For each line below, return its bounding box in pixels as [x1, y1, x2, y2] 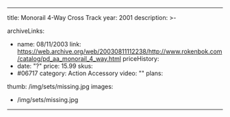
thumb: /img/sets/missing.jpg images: [7, 83, 114, 90]
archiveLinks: [7, 27, 45, 35]
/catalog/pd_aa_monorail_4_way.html [16, 55, 122, 62]
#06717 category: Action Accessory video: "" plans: [16, 69, 163, 77]
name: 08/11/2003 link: [16, 40, 81, 48]
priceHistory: [122, 55, 159, 62]
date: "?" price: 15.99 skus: [16, 62, 94, 70]
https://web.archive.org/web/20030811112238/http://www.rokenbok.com [16, 47, 222, 55]
